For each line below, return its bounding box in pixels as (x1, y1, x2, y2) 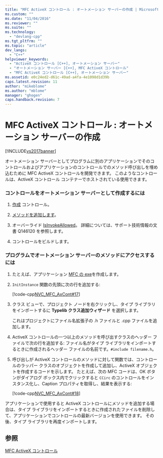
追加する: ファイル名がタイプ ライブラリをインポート (46, 340, 152, 346)
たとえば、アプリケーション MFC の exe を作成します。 (12, 271, 121, 277)
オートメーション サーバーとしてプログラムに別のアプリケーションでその (5, 158, 150, 164)
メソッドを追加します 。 (12, 212, 59, 218)
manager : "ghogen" (5, 93, 42, 98)
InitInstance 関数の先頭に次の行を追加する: (12, 281, 100, 287)
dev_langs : (5, 48, 27, 52)
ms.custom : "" (5, 12, 34, 16)
